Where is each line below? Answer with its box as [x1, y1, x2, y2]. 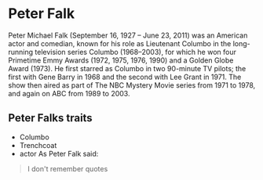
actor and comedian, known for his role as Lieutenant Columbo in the [8, 38, 232, 48]
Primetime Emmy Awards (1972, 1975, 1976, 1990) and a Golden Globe [8, 56, 234, 65]
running [8, 47, 34, 56]
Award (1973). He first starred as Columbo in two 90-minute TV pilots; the [8, 63, 247, 73]
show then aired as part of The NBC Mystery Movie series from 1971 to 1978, [8, 80, 256, 90]
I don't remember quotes [27, 164, 108, 173]
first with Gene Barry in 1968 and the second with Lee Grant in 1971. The [8, 72, 242, 81]
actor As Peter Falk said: [19, 149, 99, 158]
